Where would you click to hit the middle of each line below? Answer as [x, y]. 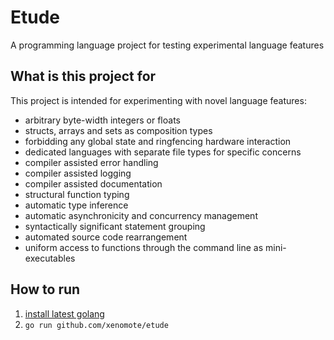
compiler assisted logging [78, 173]
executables [50, 258]
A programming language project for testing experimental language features [167, 45]
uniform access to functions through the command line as [144, 247]
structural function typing [77, 194]
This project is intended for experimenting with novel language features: [158, 100]
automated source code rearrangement [106, 237]
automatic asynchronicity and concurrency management [141, 215]
